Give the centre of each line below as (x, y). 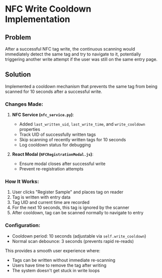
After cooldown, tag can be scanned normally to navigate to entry (78, 213)
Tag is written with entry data (41, 197)
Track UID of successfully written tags (57, 134)
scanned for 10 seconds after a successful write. (54, 92)
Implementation (38, 19)
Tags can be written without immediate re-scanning (64, 260)
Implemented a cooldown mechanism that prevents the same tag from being (81, 86)
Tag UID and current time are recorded (51, 203)
